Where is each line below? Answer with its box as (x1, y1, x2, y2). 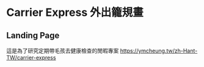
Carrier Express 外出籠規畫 (6, 5, 144, 19)
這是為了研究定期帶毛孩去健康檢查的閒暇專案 (6, 47, 119, 54)
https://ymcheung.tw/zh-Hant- (120, 47, 198, 54)
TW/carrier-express (6, 54, 56, 61)
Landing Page (6, 30, 60, 40)
